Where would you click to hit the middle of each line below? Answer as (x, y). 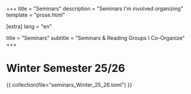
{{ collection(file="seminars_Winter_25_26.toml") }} (69, 84)
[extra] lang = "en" (29, 26)
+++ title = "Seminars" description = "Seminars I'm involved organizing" (95, 9)
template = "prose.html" (36, 15)
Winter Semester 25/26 (66, 68)
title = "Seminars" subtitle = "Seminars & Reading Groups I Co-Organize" (95, 38)
